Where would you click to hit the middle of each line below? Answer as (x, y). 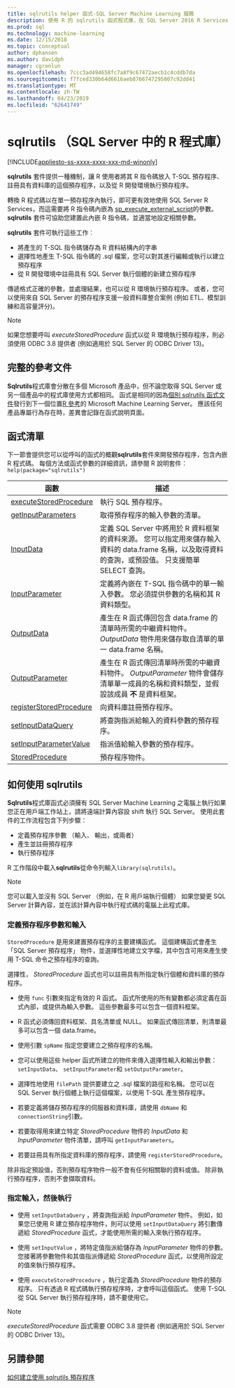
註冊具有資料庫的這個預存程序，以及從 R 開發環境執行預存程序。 (100, 185)
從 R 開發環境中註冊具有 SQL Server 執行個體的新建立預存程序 (107, 274)
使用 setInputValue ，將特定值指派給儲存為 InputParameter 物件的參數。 (122, 1247)
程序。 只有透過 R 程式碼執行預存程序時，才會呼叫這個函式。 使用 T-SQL (122, 1288)
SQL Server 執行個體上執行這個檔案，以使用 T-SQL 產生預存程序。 (113, 1093)
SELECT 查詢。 (124, 570)
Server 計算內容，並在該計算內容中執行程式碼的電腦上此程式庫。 (100, 905)
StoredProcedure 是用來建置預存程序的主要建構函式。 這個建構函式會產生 (112, 942)
